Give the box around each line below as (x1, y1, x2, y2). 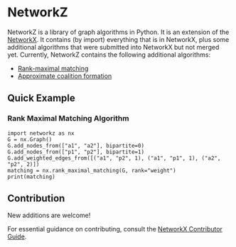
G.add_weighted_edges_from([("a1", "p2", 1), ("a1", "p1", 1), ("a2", (7, 154, 221, 162)
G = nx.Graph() (7, 136, 53, 143)
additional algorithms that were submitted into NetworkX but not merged (7, 43, 220, 51)
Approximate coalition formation (17, 72, 112, 80)
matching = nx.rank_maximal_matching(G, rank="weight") (7, 167, 176, 174)
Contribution (7, 192, 65, 204)
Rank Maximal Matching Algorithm (7, 114, 129, 123)
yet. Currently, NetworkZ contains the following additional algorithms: (7, 50, 211, 59)
